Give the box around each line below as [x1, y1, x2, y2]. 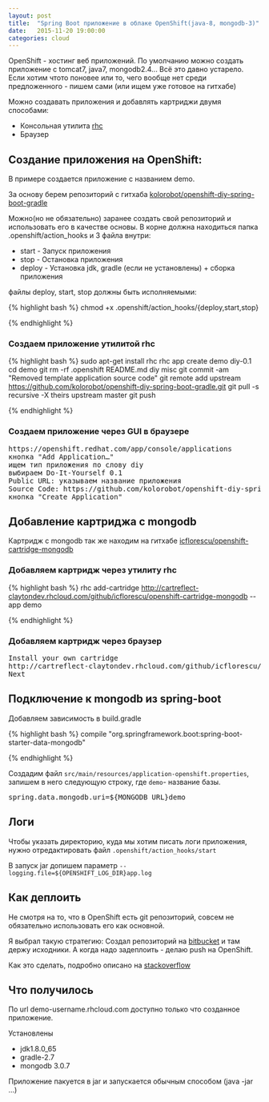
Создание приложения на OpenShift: [8, 153, 203, 167]
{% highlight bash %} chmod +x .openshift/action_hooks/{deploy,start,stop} [8, 303, 259, 312]
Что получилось [8, 983, 94, 997]
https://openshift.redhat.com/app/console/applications [8, 444, 232, 453]
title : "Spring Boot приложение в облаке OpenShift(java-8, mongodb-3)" [8, 19, 260, 27]
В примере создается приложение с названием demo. [8, 174, 195, 184]
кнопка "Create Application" [8, 492, 122, 501]
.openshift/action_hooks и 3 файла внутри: [8, 231, 151, 240]
